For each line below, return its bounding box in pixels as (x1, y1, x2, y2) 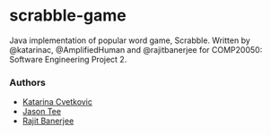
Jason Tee (22, 106, 61, 117)
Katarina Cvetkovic (22, 97, 92, 107)
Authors (9, 76, 47, 89)
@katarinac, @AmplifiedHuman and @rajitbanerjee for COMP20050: (9, 44, 263, 55)
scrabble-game (9, 5, 127, 26)
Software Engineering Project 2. (9, 54, 127, 64)
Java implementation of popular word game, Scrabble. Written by (9, 35, 251, 46)
